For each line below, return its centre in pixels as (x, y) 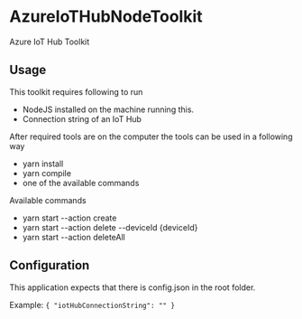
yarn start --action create (69, 218)
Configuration (50, 265)
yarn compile (47, 173)
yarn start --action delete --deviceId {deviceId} (110, 227)
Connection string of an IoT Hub (82, 118)
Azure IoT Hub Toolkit (50, 42)
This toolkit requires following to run (76, 91)
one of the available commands (81, 183)
